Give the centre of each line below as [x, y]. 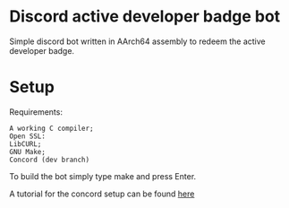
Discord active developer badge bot [145, 17]
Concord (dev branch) [50, 160]
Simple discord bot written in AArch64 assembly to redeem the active [137, 41]
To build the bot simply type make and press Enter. [103, 176]
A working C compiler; [51, 128]
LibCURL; [25, 144]
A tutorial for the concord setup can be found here [102, 194]
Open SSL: [28, 136]
